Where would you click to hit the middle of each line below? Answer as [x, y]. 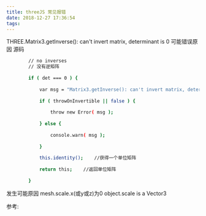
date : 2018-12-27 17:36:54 [41, 18]
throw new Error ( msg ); [82, 112]
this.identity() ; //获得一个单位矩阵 [88, 158]
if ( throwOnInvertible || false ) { [87, 101]
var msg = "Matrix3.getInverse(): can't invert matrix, [112, 90]
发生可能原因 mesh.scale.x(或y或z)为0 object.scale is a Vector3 [86, 193]
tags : [13, 23]
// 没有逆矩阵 [44, 67]
